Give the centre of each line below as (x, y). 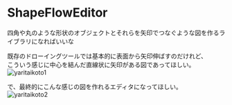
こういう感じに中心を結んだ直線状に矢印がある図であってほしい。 (101, 64)
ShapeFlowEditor (57, 13)
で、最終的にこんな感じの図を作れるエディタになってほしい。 (95, 86)
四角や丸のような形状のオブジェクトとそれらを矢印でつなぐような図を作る (113, 32)
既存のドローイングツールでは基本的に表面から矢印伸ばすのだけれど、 (107, 56)
